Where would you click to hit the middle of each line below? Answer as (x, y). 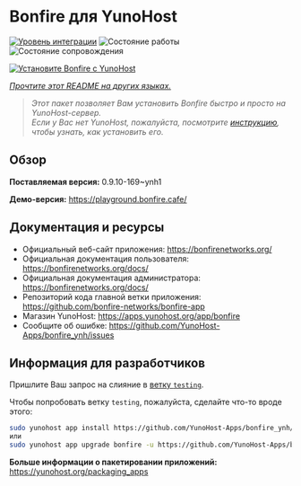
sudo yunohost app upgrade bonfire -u (82, 445)
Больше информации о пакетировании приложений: (113, 462)
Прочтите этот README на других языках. (90, 85)
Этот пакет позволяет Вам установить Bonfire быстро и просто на (159, 103)
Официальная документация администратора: (112, 278)
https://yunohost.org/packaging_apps (79, 472)
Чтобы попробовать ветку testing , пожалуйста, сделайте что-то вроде (146, 402)
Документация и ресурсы (87, 228)
